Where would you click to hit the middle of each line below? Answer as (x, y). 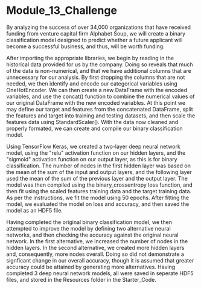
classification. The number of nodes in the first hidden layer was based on (99, 166)
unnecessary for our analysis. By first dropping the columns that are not (96, 77)
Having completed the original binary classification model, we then (89, 222)
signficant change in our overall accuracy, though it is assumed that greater (100, 260)
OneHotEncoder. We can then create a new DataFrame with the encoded (97, 90)
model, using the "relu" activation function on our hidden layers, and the (96, 153)
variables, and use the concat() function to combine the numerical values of (101, 96)
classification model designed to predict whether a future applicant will (94, 40)
